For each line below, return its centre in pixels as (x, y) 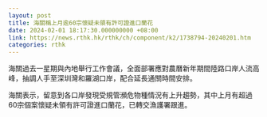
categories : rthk (37, 45)
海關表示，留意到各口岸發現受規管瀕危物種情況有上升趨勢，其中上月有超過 (130, 95)
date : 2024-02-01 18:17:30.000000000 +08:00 (83, 30)
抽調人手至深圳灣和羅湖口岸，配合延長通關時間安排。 (109, 78)
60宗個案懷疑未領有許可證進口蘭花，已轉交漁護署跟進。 (100, 105)
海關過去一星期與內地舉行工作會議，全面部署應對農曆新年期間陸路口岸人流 (130, 69)
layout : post (30, 15)
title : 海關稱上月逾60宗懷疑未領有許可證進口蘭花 (81, 23)
